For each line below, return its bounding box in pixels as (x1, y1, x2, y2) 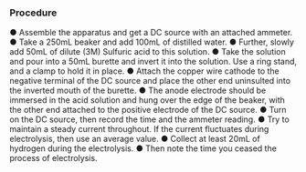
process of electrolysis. (9, 153, 98, 164)
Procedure (9, 6, 58, 19)
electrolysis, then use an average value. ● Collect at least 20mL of (9, 134, 260, 145)
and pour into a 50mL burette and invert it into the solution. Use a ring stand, (9, 56, 298, 67)
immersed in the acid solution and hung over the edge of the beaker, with (9, 95, 286, 106)
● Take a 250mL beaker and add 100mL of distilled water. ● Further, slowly (9, 36, 295, 47)
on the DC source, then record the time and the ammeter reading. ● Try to (9, 114, 290, 125)
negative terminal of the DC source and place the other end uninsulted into (9, 76, 290, 86)
